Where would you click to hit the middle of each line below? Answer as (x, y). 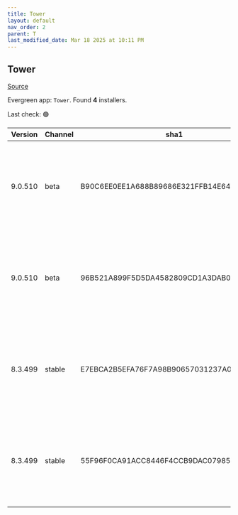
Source (18, 86)
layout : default (31, 21)
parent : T (22, 34)
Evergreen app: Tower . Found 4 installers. (67, 99)
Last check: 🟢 (28, 114)
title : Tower (27, 14)
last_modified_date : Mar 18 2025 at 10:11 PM (75, 40)
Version (24, 134)
